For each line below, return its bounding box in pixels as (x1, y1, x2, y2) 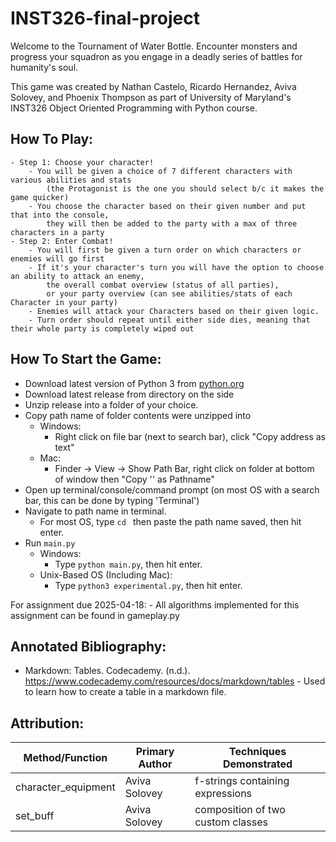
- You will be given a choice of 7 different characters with (28, 166, 293, 176)
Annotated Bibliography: (10, 638, 167, 655)
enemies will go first (10, 253, 105, 264)
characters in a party (10, 227, 105, 237)
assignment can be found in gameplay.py (10, 609, 180, 621)
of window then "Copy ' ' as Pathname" (54, 473, 215, 485)
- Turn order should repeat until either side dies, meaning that (28, 315, 311, 325)
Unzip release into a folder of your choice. (24, 398, 199, 411)
